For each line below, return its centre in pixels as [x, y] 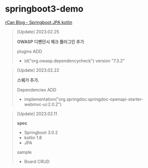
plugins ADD [29, 51]
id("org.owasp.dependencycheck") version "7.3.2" [74, 61]
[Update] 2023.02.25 [38, 31]
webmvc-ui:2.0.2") [43, 104]
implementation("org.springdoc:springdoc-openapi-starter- [84, 99]
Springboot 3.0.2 [41, 132]
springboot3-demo [44, 9]
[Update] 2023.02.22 [38, 70]
